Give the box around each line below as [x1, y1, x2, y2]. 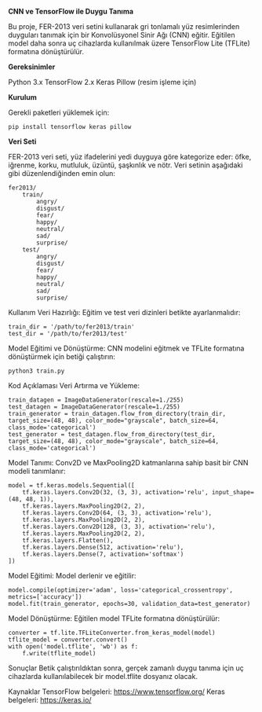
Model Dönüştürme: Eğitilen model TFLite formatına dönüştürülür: [8, 614, 220, 623]
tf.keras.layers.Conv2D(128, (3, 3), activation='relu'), [22, 523, 216, 530]
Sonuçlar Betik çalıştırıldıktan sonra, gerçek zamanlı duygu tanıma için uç [8, 663, 245, 673]
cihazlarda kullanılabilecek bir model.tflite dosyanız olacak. [8, 672, 198, 681]
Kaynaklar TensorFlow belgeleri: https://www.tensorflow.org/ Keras [8, 687, 226, 696]
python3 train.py [8, 367, 65, 375]
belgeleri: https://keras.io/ [8, 695, 92, 704]
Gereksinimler [8, 62, 56, 72]
